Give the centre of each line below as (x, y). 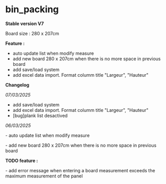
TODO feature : (22, 160)
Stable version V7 (25, 24)
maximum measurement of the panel (44, 176)
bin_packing (32, 9)
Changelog (17, 85)
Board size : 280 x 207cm (32, 33)
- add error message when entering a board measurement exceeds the (80, 170)
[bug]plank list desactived (40, 116)
